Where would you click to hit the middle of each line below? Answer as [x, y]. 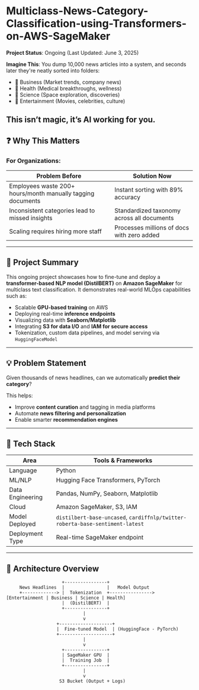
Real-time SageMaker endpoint [100, 538]
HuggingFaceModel [36, 339]
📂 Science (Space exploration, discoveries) [67, 95]
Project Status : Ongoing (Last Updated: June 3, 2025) [73, 52]
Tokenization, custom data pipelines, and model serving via [87, 333]
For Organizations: [33, 161]
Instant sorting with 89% [149, 190]
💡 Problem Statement [46, 363]
